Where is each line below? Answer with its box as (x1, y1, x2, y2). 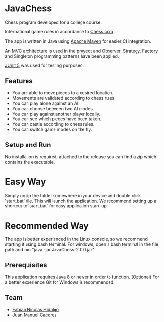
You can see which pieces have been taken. (12, 116, 102, 122)
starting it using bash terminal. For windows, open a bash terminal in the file (5, 241, 159, 247)
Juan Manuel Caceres (12, 312, 57, 318)
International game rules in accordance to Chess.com (5, 29, 113, 34)
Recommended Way (5, 220, 89, 231)
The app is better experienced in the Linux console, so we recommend (5, 236, 148, 242)
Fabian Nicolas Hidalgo (12, 307, 59, 313)
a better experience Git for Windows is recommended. (5, 279, 115, 285)
